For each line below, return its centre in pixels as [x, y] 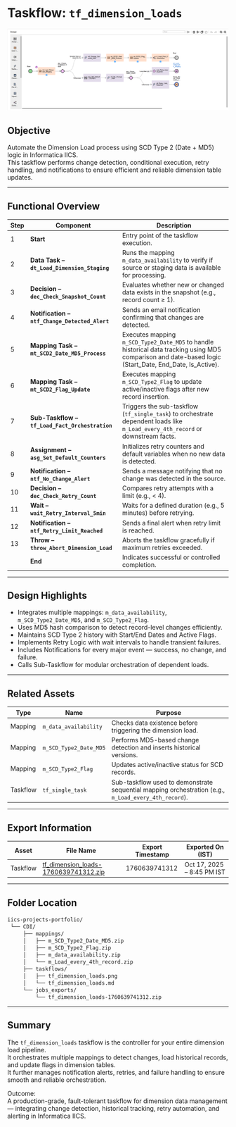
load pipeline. [27, 1050]
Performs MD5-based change [155, 740]
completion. [139, 565]
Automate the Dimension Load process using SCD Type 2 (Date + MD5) [111, 148]
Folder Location [42, 903]
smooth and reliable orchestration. [57, 1080]
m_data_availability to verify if [168, 260]
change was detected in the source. [174, 478]
